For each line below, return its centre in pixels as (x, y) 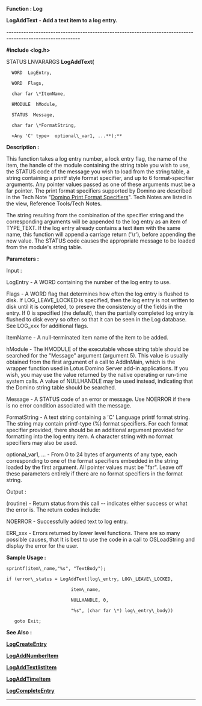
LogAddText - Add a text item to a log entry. (62, 20)
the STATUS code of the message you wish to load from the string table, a (98, 172)
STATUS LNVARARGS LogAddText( (50, 62)
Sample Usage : (26, 557)
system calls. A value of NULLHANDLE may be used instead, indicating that (100, 381)
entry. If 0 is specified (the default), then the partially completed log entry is (100, 313)
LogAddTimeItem (29, 679)
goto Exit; (28, 621)
